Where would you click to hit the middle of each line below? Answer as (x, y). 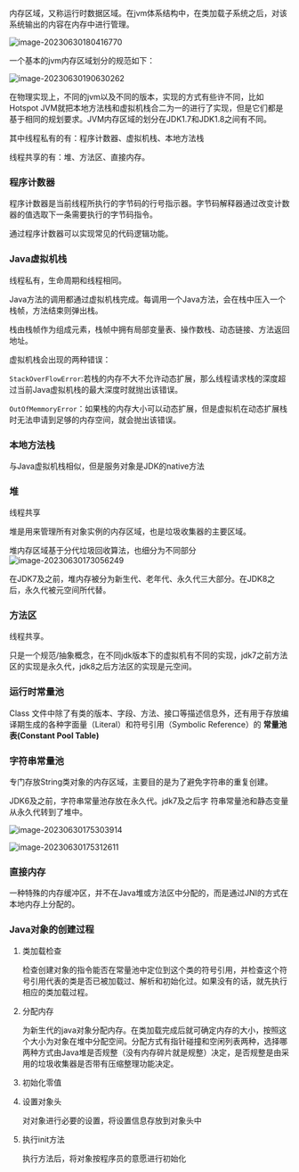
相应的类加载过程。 (57, 992)
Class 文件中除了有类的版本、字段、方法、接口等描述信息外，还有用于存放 (145, 713)
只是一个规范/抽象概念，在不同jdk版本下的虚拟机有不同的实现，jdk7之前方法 (149, 655)
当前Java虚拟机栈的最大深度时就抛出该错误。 (100, 389)
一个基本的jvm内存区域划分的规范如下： (82, 60)
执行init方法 (43, 1139)
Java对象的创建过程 (52, 929)
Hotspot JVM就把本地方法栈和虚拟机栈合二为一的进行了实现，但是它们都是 (146, 108)
